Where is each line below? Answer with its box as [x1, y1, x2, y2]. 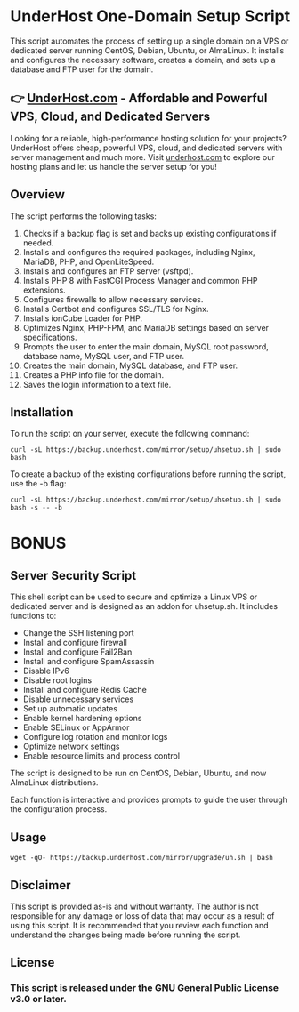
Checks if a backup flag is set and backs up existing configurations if [22, 228, 277, 238]
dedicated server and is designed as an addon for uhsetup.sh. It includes [10, 601, 279, 612]
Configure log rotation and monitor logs [22, 732, 168, 743]
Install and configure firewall [22, 638, 127, 648]
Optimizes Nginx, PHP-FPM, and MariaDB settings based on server [22, 322, 270, 333]
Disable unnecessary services [22, 694, 134, 704]
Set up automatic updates [22, 703, 118, 714]
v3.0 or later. [10, 993, 68, 1006]
